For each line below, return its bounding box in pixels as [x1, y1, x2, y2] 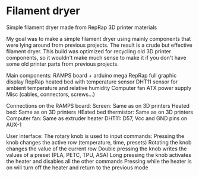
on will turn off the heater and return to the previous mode [6, 164, 149, 171]
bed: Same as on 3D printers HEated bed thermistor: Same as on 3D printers [6, 108, 194, 115]
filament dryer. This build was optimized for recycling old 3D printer [6, 47, 171, 54]
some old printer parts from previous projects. [6, 60, 119, 67]
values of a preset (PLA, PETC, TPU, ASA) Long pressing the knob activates [6, 151, 192, 158]
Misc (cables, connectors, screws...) [6, 91, 95, 98]
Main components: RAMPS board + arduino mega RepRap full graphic [6, 72, 177, 79]
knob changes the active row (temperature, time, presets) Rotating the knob [6, 139, 192, 146]
